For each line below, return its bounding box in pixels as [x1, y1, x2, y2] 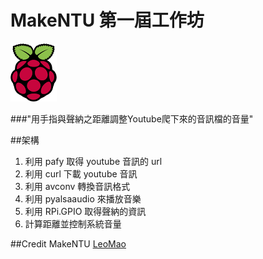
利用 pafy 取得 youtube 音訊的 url [24, 155, 163, 167]
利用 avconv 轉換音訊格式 [24, 180, 131, 192]
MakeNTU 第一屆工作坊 [10, 9, 205, 32]
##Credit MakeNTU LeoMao [10, 237, 127, 250]
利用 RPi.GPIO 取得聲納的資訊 [24, 205, 147, 217]
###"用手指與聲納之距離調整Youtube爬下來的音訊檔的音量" [10, 112, 254, 125]
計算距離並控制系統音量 [24, 217, 122, 230]
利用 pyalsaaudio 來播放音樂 [24, 192, 142, 205]
